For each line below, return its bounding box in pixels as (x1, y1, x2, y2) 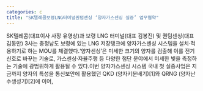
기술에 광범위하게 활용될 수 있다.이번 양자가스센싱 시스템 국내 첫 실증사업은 (12, 62, 191, 70)
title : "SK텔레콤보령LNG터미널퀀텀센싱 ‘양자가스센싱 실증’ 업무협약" (6, 15, 159, 21)
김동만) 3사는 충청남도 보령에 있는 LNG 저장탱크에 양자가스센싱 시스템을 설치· (6, 39, 191, 47)
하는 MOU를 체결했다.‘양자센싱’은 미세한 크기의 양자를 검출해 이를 (27, 47, 184, 55)
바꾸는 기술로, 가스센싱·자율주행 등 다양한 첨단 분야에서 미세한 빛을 (22, 55, 181, 62)
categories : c (6, 8, 43, 15)
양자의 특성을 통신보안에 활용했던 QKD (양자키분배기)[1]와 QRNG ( (22, 70, 181, 77)
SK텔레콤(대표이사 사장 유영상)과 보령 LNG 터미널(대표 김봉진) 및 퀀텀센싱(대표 (6, 32, 194, 39)
